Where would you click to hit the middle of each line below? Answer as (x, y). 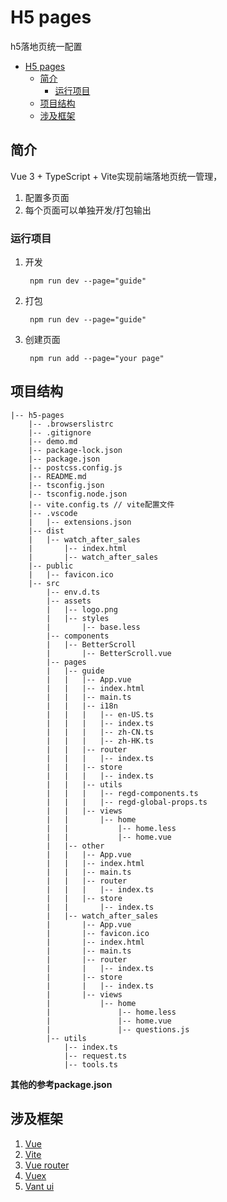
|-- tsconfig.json (66, 485)
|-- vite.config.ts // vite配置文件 (101, 504)
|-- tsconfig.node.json (78, 494)
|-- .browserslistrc (71, 424)
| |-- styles (78, 618)
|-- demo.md (53, 441)
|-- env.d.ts (73, 592)
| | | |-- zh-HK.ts (100, 741)
